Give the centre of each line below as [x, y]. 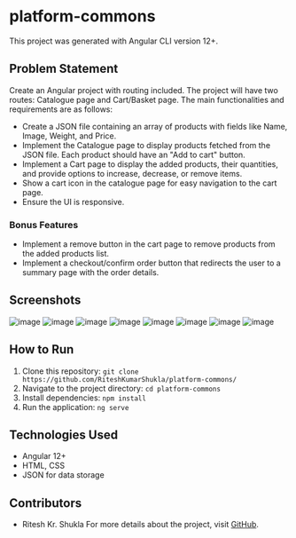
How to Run [42, 349]
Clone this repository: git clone [80, 371]
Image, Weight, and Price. [69, 136]
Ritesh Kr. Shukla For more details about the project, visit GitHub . [140, 525]
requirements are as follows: [61, 109]
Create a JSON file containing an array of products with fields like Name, [155, 126]
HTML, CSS [43, 466]
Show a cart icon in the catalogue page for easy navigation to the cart [149, 183]
